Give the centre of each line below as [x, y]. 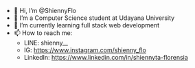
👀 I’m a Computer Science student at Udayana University [94, 18]
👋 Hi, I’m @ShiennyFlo [45, 11]
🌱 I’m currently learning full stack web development [87, 25]
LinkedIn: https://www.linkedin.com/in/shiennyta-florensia [106, 57]
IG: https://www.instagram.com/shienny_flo [85, 50]
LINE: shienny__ [46, 43]
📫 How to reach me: [43, 33]
